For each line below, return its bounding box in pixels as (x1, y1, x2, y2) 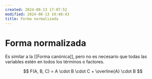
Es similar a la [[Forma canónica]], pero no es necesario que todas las (5, 53, 147, 59)
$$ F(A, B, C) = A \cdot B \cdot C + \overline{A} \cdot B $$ (23, 68, 143, 74)
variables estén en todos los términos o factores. (5, 59, 105, 65)
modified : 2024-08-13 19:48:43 (5, 12, 70, 17)
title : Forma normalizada (5, 16, 58, 21)
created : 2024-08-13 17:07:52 (5, 7, 68, 12)
